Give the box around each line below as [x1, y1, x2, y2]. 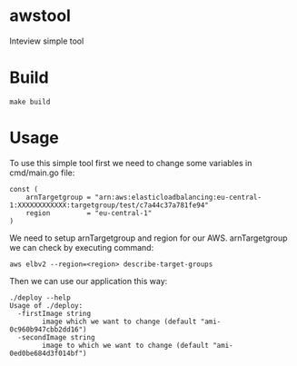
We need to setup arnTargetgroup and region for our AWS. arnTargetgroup [9, 232, 288, 243]
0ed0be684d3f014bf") [9, 349, 88, 358]
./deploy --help [9, 292, 71, 302]
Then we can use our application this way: [9, 275, 168, 286]
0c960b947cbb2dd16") [9, 324, 88, 334]
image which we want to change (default [42, 317, 197, 326]
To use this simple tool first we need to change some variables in [9, 157, 252, 168]
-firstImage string [17, 309, 92, 318]
